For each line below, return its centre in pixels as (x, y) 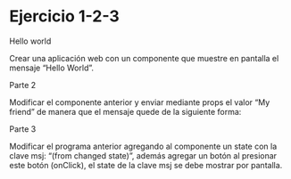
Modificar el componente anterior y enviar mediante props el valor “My (140, 102)
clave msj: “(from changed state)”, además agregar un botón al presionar (143, 155)
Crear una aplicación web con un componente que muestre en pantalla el (144, 58)
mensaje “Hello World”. (52, 68)
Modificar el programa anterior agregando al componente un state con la (143, 146)
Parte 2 (23, 85)
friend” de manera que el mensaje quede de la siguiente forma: (125, 111)
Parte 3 (23, 129)
